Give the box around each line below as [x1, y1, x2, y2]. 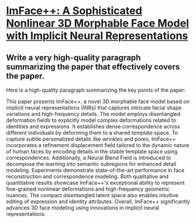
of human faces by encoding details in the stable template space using [6, 148, 178, 155]
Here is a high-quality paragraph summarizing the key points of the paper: [6, 86, 186, 94]
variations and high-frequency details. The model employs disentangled [6, 111, 181, 117]
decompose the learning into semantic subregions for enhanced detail [6, 161, 177, 167]
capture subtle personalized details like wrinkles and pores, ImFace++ [6, 135, 177, 142]
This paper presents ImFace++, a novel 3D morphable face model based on [6, 98, 190, 105]
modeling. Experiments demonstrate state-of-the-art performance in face [6, 167, 185, 174]
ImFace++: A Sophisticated [6, 4, 142, 18]
